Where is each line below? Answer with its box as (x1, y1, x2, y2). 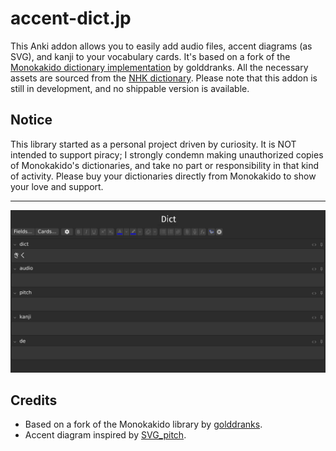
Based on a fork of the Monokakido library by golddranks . (24, 418, 263, 431)
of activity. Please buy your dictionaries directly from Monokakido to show (10, 170, 317, 182)
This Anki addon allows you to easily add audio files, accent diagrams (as (10, 40, 313, 52)
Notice (10, 112, 53, 129)
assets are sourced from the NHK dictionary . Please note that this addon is (10, 72, 318, 84)
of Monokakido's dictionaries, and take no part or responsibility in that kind (10, 159, 320, 171)
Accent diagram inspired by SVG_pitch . (24, 429, 187, 441)
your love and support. (10, 180, 104, 192)
